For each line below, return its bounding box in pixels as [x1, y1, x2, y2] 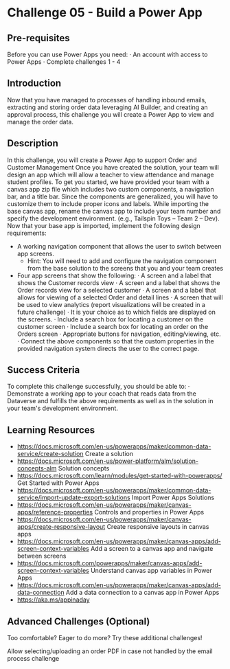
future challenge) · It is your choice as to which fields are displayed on [16, 308, 216, 316]
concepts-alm [16, 464, 57, 473]
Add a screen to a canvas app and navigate [90, 545, 214, 553]
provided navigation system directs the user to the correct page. [16, 344, 200, 352]
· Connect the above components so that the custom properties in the [16, 337, 214, 345]
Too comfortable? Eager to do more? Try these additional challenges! [7, 634, 203, 642]
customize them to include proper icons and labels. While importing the [7, 199, 209, 207]
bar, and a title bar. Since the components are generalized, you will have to [7, 192, 218, 201]
